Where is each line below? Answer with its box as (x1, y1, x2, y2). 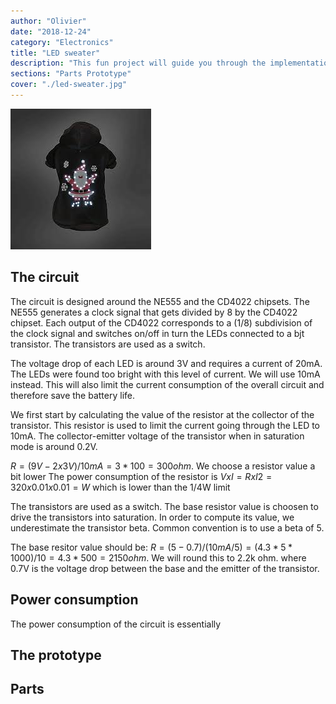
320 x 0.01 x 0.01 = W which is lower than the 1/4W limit (10, 481, 231, 493)
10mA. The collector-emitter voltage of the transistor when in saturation (10, 430, 305, 442)
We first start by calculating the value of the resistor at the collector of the (10, 408, 315, 420)
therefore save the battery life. (10, 389, 136, 401)
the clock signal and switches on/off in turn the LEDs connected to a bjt (10, 327, 305, 339)
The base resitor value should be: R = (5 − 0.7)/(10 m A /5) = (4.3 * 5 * (10, 541, 293, 553)
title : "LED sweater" (10, 48, 101, 58)
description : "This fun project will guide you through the (10, 58, 267, 69)
